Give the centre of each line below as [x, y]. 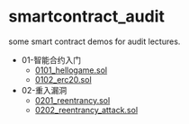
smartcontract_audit [87, 17]
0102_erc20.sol [63, 79]
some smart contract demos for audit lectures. [94, 41]
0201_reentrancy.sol [72, 100]
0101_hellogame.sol [71, 70]
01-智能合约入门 [51, 59]
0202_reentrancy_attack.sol [86, 110]
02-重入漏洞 [44, 90]
